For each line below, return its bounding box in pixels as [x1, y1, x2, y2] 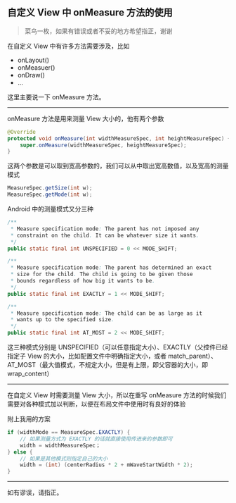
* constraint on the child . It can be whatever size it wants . [10, 232, 199, 239]
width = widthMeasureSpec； [20, 442, 101, 449]
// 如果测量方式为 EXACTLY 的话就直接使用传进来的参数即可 [20, 435, 173, 442]
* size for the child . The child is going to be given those [10, 271, 193, 278]
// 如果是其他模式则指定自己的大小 [20, 455, 108, 462]
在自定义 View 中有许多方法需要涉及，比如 [7, 42, 130, 50]
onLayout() [17, 56, 50, 64]
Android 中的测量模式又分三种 [7, 205, 93, 213]
